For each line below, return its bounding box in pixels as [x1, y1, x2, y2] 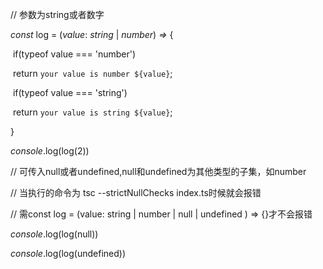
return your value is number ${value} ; [12, 68, 173, 79]
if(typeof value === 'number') [12, 48, 137, 60]
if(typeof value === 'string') [12, 87, 128, 98]
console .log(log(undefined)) [10, 248, 126, 259]
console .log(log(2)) [10, 145, 90, 157]
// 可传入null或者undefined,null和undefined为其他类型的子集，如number [10, 166, 307, 177]
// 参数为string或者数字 [10, 9, 105, 20]
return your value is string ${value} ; [12, 106, 173, 118]
